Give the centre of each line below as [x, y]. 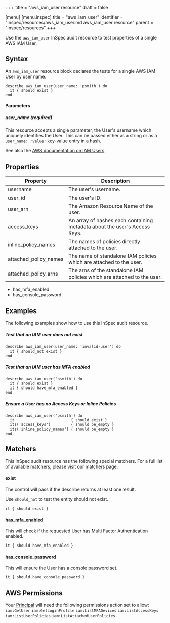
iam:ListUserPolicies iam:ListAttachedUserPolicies [60, 616]
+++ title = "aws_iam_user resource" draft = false [57, 7]
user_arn [18, 209]
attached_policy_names [36, 259]
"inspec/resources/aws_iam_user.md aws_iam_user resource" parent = [79, 23]
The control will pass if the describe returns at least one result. [71, 489]
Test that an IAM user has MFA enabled [48, 367]
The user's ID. [85, 198]
